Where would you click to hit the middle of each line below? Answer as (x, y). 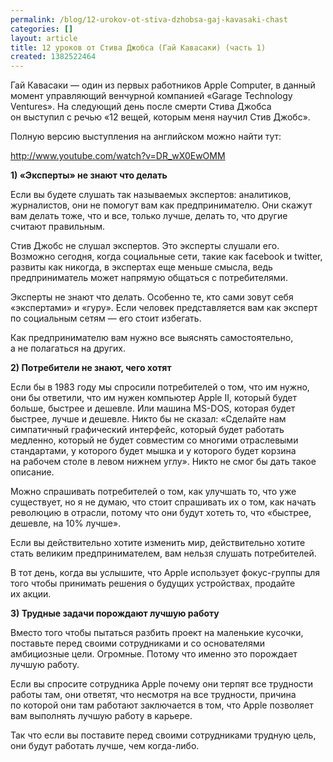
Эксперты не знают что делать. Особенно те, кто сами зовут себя (152, 297)
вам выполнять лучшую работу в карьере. (101, 716)
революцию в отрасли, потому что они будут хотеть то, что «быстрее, (161, 513)
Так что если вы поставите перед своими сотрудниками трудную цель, (163, 735)
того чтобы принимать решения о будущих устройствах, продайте (153, 583)
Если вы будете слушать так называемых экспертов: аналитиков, (151, 195)
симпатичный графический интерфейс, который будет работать (147, 430)
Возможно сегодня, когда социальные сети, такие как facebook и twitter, (166, 257)
